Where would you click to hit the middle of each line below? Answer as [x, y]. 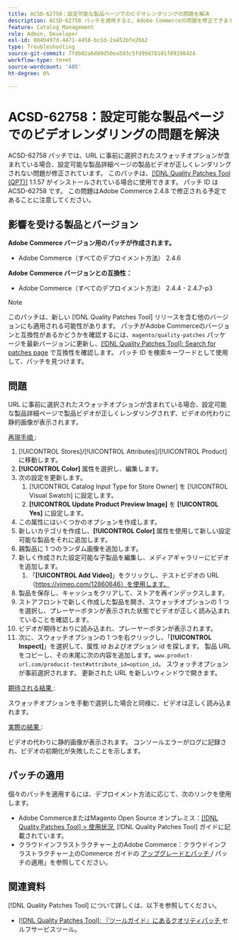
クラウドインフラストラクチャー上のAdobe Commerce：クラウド [113, 844]
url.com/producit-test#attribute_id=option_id [88, 665]
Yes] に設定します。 [58, 513]
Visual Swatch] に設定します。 [73, 496]
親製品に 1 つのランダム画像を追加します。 [80, 549]
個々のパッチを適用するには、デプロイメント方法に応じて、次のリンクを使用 [120, 794]
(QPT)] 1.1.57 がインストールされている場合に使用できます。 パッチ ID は [113, 182]
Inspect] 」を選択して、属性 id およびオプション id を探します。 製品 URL [124, 646]
